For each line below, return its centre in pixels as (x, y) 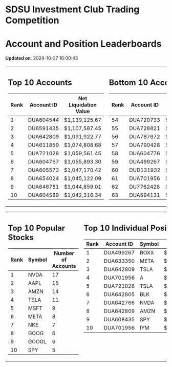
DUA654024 (44, 178)
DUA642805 (119, 295)
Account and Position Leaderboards (84, 44)
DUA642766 (119, 303)
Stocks (21, 237)
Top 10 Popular (37, 228)
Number (64, 253)
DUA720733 (144, 120)
